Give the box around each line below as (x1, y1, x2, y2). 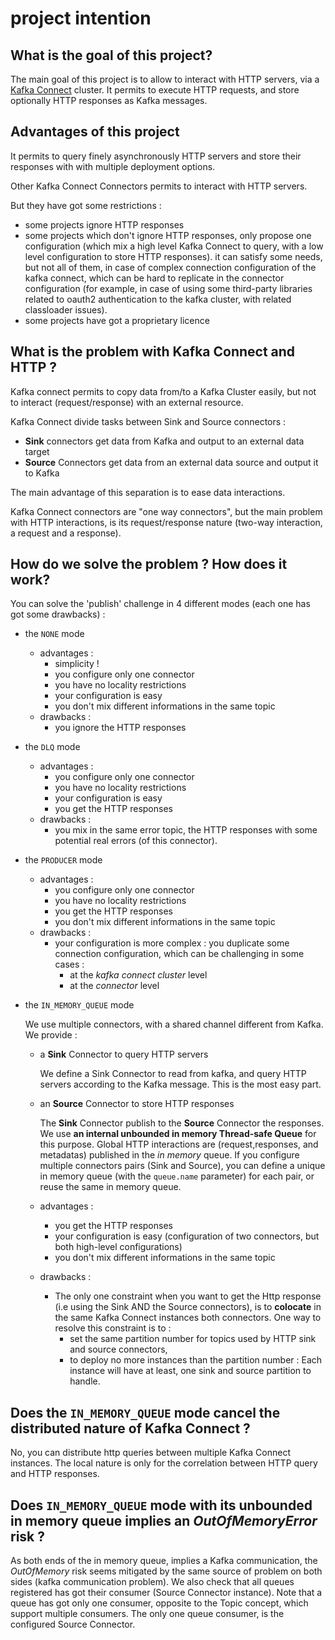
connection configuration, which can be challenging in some (54, 948, 305, 960)
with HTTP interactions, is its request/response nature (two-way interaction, (10, 516, 323, 528)
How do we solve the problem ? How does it (10, 556, 288, 573)
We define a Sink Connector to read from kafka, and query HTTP (39, 1068, 307, 1080)
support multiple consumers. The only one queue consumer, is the (10, 1608, 285, 1620)
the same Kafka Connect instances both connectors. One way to (54, 1312, 322, 1324)
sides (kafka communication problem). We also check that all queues (10, 1576, 295, 1588)
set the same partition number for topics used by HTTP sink (69, 1333, 317, 1345)
